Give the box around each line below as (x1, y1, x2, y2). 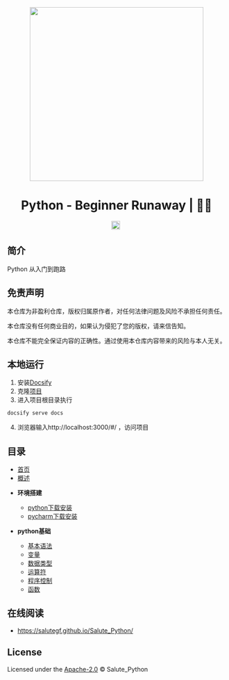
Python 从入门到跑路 (7, 264, 66, 273)
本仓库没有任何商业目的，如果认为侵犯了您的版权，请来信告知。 (7, 321, 189, 330)
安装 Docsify (17, 378, 52, 387)
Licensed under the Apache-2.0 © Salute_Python (7, 665, 149, 673)
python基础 (17, 527, 51, 535)
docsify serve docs (7, 410, 64, 416)
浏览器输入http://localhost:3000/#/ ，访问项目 (17, 423, 149, 432)
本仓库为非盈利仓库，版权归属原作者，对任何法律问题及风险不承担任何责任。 (7, 307, 226, 315)
